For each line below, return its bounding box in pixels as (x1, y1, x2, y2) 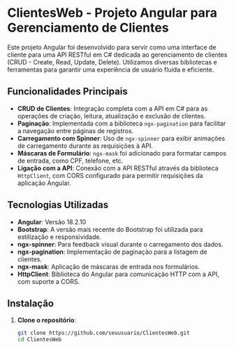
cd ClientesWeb (17, 336, 62, 343)
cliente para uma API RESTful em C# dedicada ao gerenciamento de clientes (7, 50, 228, 59)
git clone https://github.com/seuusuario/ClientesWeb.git (17, 329, 190, 337)
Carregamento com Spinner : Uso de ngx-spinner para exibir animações (17, 134, 226, 142)
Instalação (7, 297, 54, 309)
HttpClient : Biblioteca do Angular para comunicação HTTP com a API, (17, 270, 220, 278)
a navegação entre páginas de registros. (17, 126, 134, 135)
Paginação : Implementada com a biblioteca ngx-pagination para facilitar (17, 119, 226, 128)
